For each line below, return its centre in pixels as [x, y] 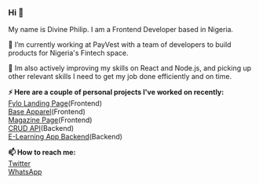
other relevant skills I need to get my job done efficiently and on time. [120, 77]
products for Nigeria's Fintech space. [68, 53]
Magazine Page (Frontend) [50, 120]
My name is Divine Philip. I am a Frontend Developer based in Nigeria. [121, 30]
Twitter [20, 164]
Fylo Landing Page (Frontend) [55, 103]
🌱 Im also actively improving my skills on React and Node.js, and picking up [130, 68]
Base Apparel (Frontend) [47, 112]
